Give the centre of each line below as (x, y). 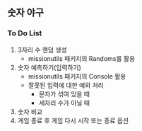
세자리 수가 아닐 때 (64, 103)
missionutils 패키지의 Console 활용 (77, 76)
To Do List (25, 33)
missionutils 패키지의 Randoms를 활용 (82, 58)
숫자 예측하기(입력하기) (49, 67)
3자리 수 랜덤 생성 (42, 50)
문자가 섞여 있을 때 (64, 93)
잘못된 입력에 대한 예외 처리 (66, 85)
